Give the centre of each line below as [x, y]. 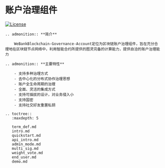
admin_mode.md [26, 144]
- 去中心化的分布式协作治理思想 [42, 79]
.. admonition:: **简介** [31, 34]
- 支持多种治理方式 [31, 73]
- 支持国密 [24, 100]
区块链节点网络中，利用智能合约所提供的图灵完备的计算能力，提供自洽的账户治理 [86, 49]
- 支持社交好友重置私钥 [35, 105]
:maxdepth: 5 [25, 118]
